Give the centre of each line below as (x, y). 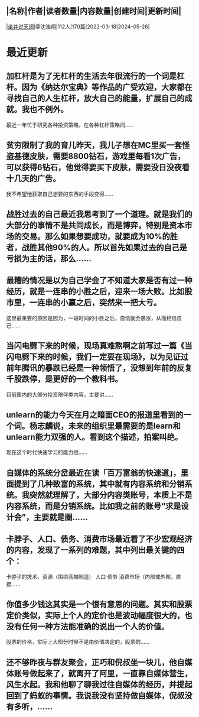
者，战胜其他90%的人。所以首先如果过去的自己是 (97, 248)
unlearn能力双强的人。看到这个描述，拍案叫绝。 (94, 437)
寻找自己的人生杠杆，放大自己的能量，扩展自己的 (95, 98)
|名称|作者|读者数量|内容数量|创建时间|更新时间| (94, 11)
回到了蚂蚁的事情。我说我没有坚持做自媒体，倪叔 (95, 695)
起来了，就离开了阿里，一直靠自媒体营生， (115, 673)
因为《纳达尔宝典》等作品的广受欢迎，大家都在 (107, 87)
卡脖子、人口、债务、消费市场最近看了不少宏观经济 (99, 539)
